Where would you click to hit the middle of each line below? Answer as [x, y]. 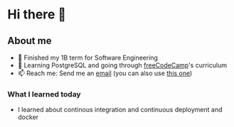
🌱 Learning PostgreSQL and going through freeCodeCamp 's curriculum [122, 65]
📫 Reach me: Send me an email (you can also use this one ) [105, 73]
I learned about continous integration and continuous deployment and [120, 110]
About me [30, 41]
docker [28, 117]
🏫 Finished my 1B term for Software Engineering [88, 57]
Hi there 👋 [37, 15]
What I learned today [44, 94]
